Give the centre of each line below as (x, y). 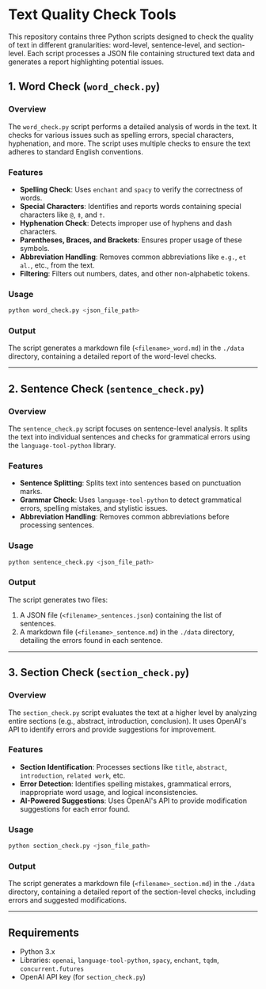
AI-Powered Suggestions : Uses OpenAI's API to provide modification (133, 801)
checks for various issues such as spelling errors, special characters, (121, 135)
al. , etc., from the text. (57, 265)
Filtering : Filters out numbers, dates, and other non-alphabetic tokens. (135, 273)
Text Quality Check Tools (92, 15)
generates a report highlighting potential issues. (86, 62)
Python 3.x (37, 952)
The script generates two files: (58, 599)
